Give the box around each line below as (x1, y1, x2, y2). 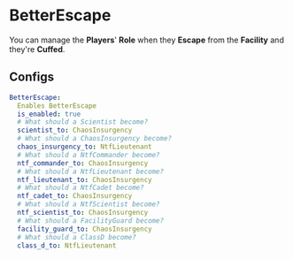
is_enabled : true (17, 110, 81, 118)
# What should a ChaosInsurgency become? (17, 134, 173, 143)
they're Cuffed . (9, 43, 66, 54)
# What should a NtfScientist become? (17, 200, 161, 209)
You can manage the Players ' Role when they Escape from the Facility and (9, 34, 285, 45)
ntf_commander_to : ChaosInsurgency (17, 158, 149, 168)
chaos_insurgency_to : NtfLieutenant (17, 142, 152, 151)
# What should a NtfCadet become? (17, 183, 144, 193)
